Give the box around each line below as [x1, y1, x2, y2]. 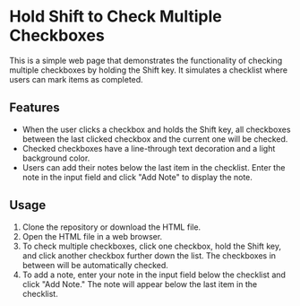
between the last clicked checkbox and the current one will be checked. [21, 133, 288, 144]
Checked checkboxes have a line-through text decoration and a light [21, 143, 276, 153]
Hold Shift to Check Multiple [9, 6, 222, 27]
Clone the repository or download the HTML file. [21, 222, 201, 232]
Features [9, 101, 60, 116]
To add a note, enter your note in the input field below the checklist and [21, 269, 287, 280]
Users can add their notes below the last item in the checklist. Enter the [21, 162, 286, 172]
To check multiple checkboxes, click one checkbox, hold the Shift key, [21, 240, 282, 251]
